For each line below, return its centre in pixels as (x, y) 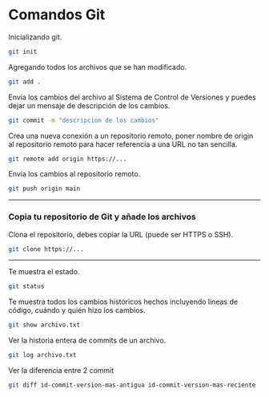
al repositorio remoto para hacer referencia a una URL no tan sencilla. (123, 144)
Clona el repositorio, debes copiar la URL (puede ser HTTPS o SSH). (121, 234)
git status (26, 286)
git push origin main (44, 189)
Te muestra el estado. (44, 272)
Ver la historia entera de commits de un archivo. (87, 340)
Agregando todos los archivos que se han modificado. (98, 67)
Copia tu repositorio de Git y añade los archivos (102, 217)
